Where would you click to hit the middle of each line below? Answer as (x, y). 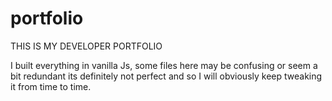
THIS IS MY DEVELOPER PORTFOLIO (86, 46)
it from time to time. (51, 86)
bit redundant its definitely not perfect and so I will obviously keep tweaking (166, 76)
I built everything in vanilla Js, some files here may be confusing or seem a (164, 65)
